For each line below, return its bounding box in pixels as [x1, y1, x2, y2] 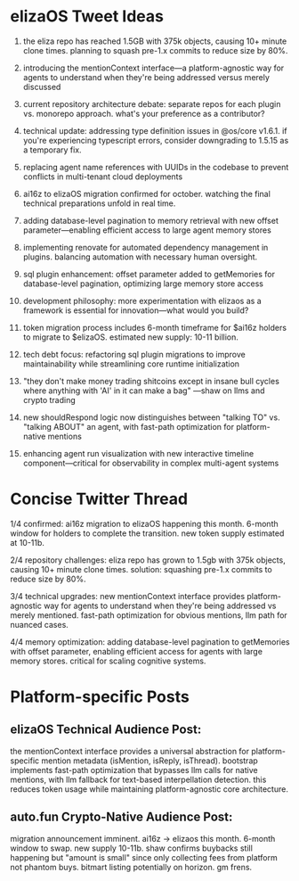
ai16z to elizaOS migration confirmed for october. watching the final [22, 188, 271, 199]
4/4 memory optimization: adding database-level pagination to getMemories [10, 636, 290, 647]
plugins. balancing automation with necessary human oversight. [22, 251, 258, 262]
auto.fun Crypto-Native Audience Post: [10, 810, 233, 825]
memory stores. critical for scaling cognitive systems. [10, 655, 206, 666]
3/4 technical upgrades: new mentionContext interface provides [10, 590, 246, 601]
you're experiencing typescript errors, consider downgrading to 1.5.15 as [22, 135, 289, 145]
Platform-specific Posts [10, 687, 190, 707]
